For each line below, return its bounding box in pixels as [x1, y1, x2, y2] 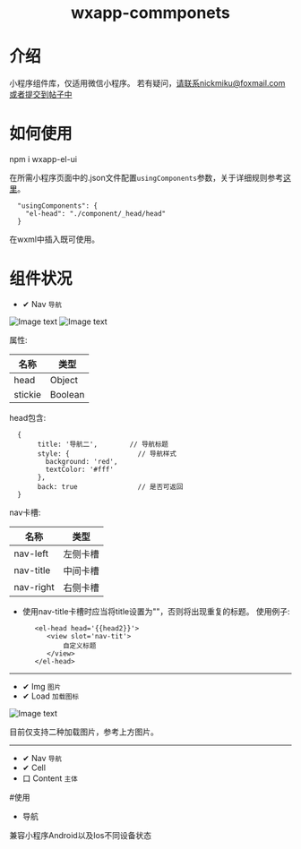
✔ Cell [21, 762, 47, 773]
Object [49, 374, 79, 386]
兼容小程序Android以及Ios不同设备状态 [9, 830, 152, 840]
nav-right [13, 581, 56, 593]
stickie [13, 389, 42, 400]
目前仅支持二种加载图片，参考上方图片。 [9, 726, 159, 737]
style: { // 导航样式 [37, 450, 177, 459]
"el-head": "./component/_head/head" [25, 210, 167, 219]
